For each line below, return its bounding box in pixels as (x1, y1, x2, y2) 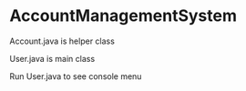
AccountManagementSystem (9, 5, 237, 26)
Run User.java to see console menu (9, 70, 142, 82)
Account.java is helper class (9, 35, 116, 46)
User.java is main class (9, 53, 96, 64)
